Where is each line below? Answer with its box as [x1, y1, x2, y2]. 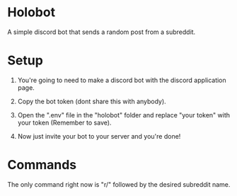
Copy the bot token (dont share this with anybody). [17, 97, 166, 105]
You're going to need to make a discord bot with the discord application [17, 76, 226, 84]
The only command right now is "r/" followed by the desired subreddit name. [7, 180, 231, 188]
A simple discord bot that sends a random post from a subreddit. [7, 28, 196, 36]
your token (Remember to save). [17, 118, 112, 127]
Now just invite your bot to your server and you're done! [17, 132, 181, 140]
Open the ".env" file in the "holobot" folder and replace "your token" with [17, 110, 231, 119]
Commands [7, 157, 77, 173]
